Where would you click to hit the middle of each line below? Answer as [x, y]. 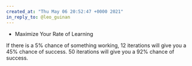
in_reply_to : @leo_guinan [38, 17]
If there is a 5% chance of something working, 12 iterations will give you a [96, 45]
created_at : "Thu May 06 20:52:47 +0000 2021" [65, 11]
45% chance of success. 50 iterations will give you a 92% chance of [90, 51]
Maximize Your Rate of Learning [54, 34]
